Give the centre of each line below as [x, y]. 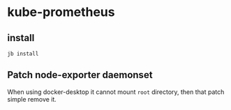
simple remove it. [32, 99]
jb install [23, 54]
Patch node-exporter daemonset [80, 75]
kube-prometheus [61, 12]
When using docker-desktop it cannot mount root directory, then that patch [116, 92]
